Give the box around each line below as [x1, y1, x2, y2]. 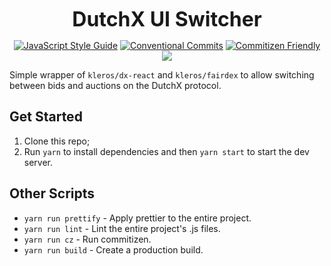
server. [23, 156, 54, 168]
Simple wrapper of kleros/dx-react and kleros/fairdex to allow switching [9, 69, 315, 81]
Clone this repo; [23, 135, 91, 147]
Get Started [9, 108, 83, 126]
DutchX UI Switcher [72, 7, 262, 32]
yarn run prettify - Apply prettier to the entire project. [23, 212, 252, 224]
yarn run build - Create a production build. [23, 243, 204, 256]
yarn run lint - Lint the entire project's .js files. [23, 222, 221, 234]
